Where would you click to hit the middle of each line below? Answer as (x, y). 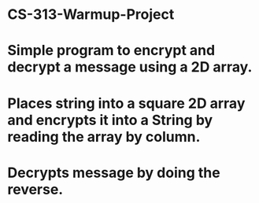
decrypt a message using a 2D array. (130, 67)
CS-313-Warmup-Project (91, 15)
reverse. (35, 189)
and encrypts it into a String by (110, 120)
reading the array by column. (104, 137)
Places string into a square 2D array (126, 103)
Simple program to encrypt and (111, 51)
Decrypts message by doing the (114, 173)
